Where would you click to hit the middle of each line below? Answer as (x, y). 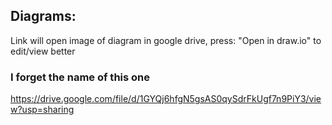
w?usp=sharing (42, 110)
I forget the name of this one (80, 77)
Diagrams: (43, 16)
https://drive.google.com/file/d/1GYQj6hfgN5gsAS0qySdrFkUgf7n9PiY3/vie (166, 99)
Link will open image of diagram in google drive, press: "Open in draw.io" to (166, 40)
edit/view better (43, 51)
